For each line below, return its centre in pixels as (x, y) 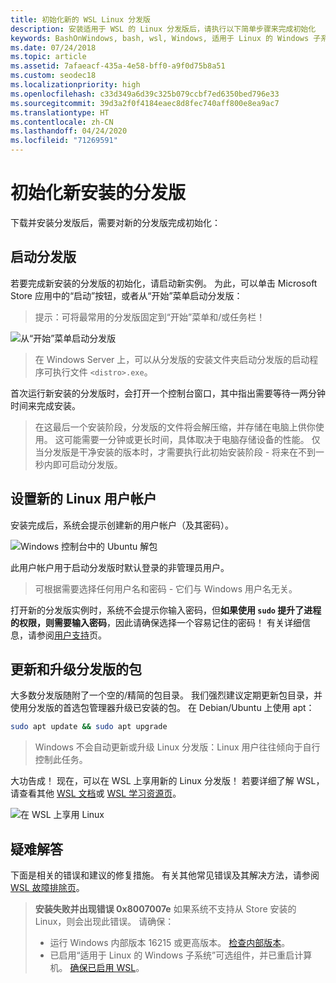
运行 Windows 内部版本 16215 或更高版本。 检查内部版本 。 (170, 943)
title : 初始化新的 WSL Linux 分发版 (80, 19)
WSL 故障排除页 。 (47, 888)
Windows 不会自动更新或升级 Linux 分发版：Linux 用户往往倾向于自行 (177, 747)
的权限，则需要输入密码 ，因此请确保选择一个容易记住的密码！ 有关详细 (156, 622)
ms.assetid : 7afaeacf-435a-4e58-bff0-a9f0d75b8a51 (118, 66)
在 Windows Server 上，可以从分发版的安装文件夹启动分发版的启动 (172, 359)
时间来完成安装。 (45, 405)
